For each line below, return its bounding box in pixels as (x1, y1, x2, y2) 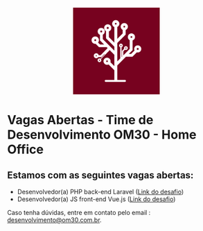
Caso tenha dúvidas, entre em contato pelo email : (7, 209, 151, 216)
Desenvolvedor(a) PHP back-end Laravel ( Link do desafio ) (17, 188, 184, 196)
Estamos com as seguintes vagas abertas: (7, 169, 194, 181)
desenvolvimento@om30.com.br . (7, 216, 102, 224)
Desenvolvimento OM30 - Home (7, 127, 197, 143)
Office (7, 142, 44, 157)
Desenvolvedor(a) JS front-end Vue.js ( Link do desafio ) (17, 195, 176, 203)
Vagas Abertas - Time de (7, 112, 154, 128)
